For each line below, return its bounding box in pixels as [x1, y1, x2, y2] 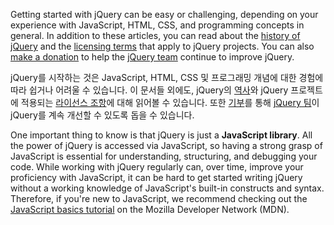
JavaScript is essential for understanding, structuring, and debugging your [10, 150, 318, 162]
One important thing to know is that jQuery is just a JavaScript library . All [10, 129, 313, 141]
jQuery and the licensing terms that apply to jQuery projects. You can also [10, 40, 315, 52]
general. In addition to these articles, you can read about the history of [10, 30, 301, 41]
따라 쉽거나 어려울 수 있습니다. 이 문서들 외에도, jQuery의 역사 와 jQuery [10, 84, 289, 96]
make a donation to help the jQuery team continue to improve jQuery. [10, 51, 295, 63]
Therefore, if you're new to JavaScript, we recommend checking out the [10, 193, 308, 204]
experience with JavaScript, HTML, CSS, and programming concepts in [10, 19, 305, 31]
